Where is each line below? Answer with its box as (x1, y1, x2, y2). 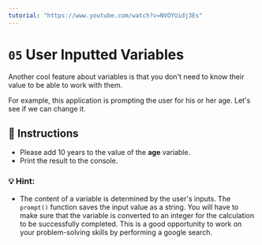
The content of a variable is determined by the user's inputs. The (19, 194, 231, 203)
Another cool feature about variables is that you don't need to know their (8, 72, 245, 81)
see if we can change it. (8, 104, 86, 113)
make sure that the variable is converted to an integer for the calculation (19, 210, 255, 220)
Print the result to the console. (19, 156, 118, 166)
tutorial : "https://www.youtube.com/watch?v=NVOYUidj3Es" (8, 11, 203, 20)
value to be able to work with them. (8, 80, 123, 89)
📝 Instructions (8, 126, 79, 140)
